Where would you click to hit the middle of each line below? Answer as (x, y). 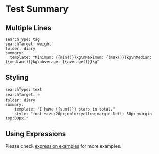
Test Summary (37, 9)
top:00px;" (17, 118)
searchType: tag (22, 39)
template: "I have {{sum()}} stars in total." (65, 109)
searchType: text (24, 89)
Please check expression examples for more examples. (63, 146)
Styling (17, 78)
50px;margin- (140, 114)
